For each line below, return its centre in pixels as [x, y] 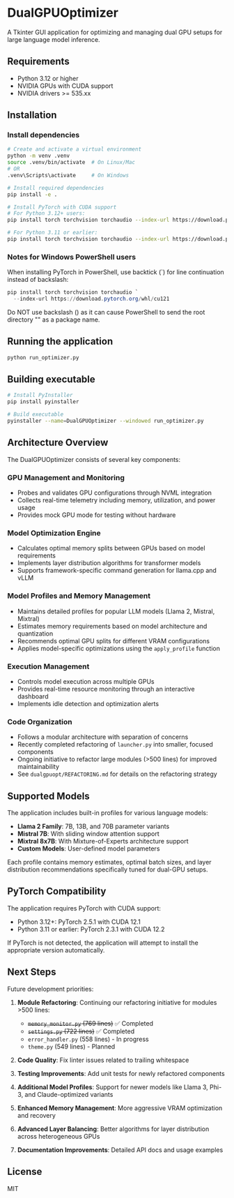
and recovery [36, 1115]
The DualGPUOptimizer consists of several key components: [94, 459]
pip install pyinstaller [43, 402]
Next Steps [32, 972]
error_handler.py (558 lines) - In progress [88, 1039]
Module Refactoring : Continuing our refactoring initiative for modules [117, 1002]
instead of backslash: [38, 280]
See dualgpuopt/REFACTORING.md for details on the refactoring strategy [117, 774]
